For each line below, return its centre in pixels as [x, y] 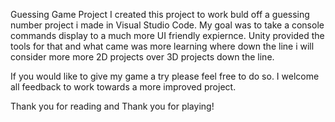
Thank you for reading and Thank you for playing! [112, 106]
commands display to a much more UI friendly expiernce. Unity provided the [167, 35]
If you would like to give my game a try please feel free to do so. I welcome [165, 76]
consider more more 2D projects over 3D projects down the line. [142, 57]
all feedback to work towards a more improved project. [123, 87]
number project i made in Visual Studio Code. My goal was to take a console [167, 25]
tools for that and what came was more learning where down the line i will [162, 46]
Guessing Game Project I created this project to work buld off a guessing [160, 14]
